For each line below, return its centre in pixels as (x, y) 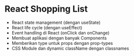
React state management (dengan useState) (56, 22)
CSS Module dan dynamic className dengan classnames (70, 48)
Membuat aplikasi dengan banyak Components (59, 38)
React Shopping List (46, 9)
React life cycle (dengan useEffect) (47, 27)
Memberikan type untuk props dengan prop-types (62, 43)
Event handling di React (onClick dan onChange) (60, 33)
